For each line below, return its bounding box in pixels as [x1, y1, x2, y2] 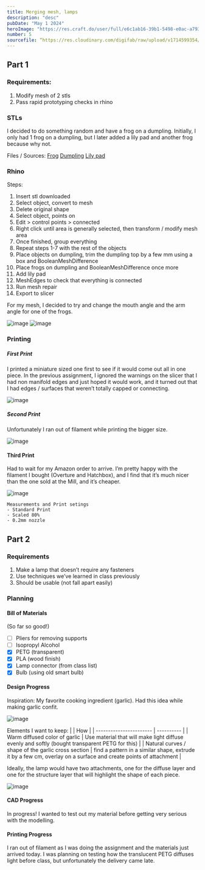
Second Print [7, 410, 41, 417]
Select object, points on [15, 212, 75, 220]
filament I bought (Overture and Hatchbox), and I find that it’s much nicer [7, 472, 189, 479]
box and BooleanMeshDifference [15, 257, 99, 265]
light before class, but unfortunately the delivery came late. [7, 857, 155, 865]
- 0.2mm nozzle [7, 518, 46, 524]
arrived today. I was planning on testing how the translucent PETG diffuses [7, 851, 194, 858]
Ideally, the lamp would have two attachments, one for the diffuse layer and [7, 764, 196, 771]
